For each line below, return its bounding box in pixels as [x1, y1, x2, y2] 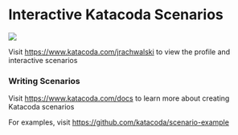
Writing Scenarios [8, 75, 80, 86]
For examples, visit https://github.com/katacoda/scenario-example [8, 117, 229, 127]
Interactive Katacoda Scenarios [8, 6, 224, 24]
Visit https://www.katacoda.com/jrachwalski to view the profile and [8, 46, 231, 57]
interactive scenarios [8, 55, 78, 65]
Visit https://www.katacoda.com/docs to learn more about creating [8, 93, 230, 103]
